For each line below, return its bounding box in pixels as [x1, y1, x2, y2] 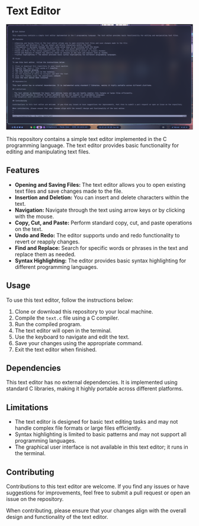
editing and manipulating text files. [6, 148, 91, 155]
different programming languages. [14, 263, 99, 270]
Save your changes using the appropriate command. [14, 339, 143, 346]
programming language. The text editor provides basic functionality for [6, 142, 179, 149]
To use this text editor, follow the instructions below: [6, 296, 134, 303]
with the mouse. [14, 212, 54, 220]
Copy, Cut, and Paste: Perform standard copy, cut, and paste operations [14, 219, 192, 226]
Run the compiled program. [14, 320, 82, 328]
